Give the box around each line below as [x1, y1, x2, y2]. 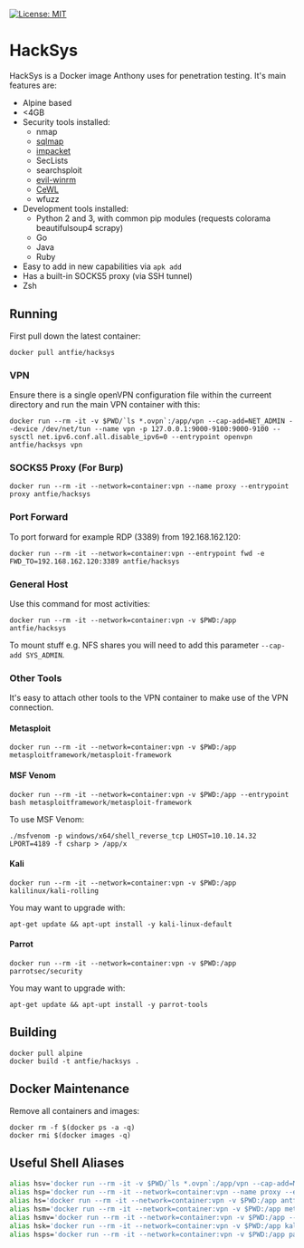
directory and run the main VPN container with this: [9, 399, 201, 410]
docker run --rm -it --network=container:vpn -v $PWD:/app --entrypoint [9, 790, 290, 799]
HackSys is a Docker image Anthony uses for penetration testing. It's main [9, 70, 287, 81]
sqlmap [35, 136, 64, 147]
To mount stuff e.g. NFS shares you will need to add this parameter [9, 639, 260, 650]
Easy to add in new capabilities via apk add [22, 261, 183, 272]
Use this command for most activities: [9, 598, 151, 609]
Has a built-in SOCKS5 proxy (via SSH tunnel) [22, 270, 193, 281]
